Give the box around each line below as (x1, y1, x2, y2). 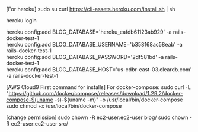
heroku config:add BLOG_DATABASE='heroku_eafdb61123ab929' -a (6, 28, 172, 35)
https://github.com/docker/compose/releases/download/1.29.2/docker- (8, 90, 183, 97)
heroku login (6, 17, 37, 24)
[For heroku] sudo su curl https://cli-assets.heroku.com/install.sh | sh (6, 6, 175, 12)
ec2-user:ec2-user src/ (11, 120, 68, 127)
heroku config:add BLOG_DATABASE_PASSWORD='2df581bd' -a (6, 54, 164, 60)
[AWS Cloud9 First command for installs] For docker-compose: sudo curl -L (6, 84, 191, 91)
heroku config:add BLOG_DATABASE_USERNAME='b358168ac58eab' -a (6, 41, 183, 48)
